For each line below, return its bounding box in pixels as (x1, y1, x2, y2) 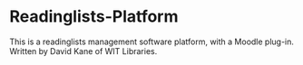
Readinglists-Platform (9, 6, 179, 27)
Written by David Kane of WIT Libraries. (9, 45, 158, 56)
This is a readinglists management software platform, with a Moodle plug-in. (9, 36, 295, 47)
